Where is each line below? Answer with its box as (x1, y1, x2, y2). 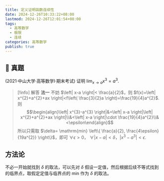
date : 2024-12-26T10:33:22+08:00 (5, 12, 75, 17)
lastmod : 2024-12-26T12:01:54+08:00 (5, 16, 81, 21)
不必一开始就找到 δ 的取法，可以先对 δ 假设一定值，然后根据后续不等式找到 (5, 164, 159, 170)
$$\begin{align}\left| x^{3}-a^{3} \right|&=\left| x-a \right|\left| (26, 109, 153, 115)
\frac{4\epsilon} (126, 127, 159, 134)
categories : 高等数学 (5, 40, 47, 45)
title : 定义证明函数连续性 (5, 7, 55, 12)
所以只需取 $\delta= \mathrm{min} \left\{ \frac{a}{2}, (17, 127, 125, 134)
